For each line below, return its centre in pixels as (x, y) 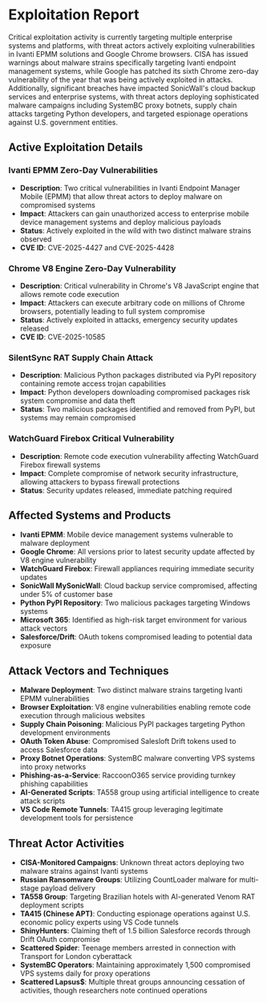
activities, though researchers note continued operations (113, 990)
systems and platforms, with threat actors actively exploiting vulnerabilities (131, 45)
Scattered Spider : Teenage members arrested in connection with (128, 948)
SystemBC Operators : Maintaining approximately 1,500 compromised (135, 964)
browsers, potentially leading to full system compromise (113, 311)
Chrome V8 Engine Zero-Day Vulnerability (92, 268)
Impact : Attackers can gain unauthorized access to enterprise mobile (134, 213)
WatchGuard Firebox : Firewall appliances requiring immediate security (137, 569)
